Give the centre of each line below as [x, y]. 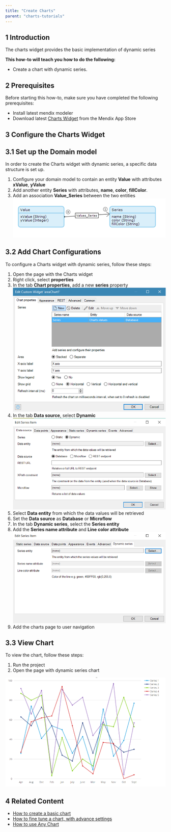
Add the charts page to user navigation [54, 627]
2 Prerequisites [30, 85]
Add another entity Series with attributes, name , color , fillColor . [80, 190]
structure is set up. [25, 170]
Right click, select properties [43, 279]
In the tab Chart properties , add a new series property [70, 285]
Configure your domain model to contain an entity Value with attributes [87, 179]
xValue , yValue [29, 185]
